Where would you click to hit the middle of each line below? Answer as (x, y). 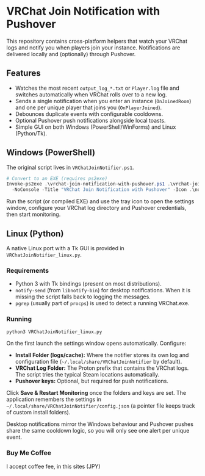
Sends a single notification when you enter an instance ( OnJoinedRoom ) (103, 101)
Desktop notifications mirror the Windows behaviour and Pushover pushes (100, 424)
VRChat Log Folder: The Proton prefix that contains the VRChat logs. (102, 368)
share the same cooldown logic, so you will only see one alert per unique (98, 431)
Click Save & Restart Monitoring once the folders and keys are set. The (96, 393)
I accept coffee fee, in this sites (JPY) (53, 466)
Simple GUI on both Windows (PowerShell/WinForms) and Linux (95, 127)
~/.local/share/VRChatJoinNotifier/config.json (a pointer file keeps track (101, 406)
